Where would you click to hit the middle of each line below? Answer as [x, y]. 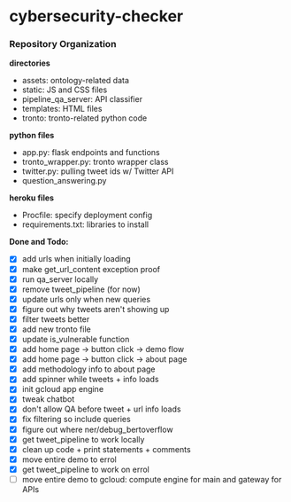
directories [30, 63]
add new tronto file [56, 329]
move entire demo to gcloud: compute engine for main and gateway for [152, 479]
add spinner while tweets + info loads [90, 380]
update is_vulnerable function [76, 339]
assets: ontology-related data [76, 81]
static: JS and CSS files [65, 90]
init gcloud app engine [63, 389]
